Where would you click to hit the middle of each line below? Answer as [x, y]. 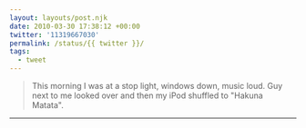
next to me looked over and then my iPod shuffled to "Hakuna [148, 95]
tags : [20, 52]
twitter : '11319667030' [55, 34]
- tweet [32, 60]
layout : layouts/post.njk [58, 18]
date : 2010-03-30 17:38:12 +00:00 [75, 26]
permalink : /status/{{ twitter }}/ [77, 43]
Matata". [47, 105]
